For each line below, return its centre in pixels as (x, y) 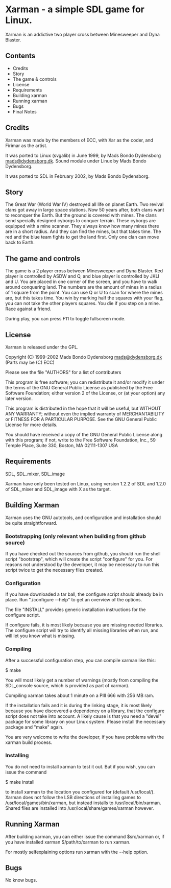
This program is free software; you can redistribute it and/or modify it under (85, 382)
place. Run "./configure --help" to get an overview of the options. (74, 600)
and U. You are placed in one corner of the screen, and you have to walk (81, 282)
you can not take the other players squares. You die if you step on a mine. (83, 303)
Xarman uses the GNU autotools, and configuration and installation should (83, 518)
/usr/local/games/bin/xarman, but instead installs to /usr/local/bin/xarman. (83, 803)
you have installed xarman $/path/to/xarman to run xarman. (68, 842)
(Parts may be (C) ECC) (30, 362)
